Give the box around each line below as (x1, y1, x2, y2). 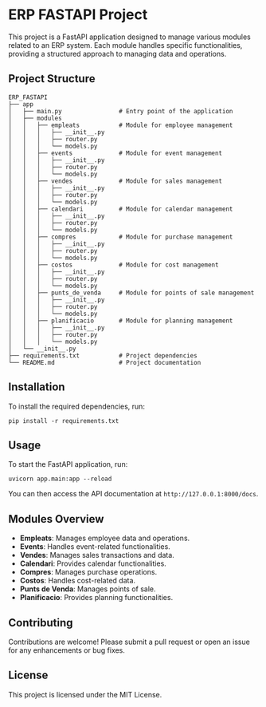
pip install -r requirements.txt (8, 417, 119, 425)
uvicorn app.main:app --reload (8, 475, 112, 484)
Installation (8, 381, 65, 394)
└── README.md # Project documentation (8, 358, 201, 366)
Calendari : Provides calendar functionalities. (19, 559, 167, 568)
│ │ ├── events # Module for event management (8, 149, 223, 157)
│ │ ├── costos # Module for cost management (8, 261, 219, 269)
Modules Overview (8, 512, 104, 526)
